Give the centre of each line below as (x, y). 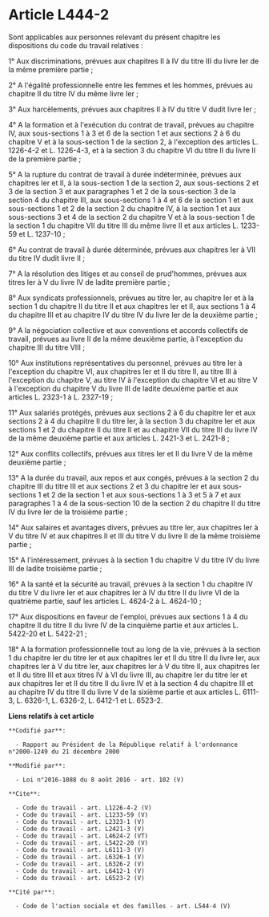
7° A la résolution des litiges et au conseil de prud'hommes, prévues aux (128, 274)
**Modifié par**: (37, 765)
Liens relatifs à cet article (51, 716)
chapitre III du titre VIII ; (47, 347)
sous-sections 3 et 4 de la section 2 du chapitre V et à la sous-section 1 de (132, 217)
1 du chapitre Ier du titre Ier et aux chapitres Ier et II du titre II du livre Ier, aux (134, 657)
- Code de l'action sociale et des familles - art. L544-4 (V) (123, 906)
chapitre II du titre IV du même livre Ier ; (73, 93)
